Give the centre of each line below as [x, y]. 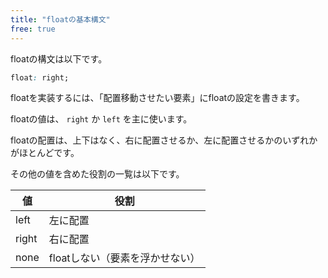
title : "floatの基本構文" [60, 19]
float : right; [40, 77]
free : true [33, 29]
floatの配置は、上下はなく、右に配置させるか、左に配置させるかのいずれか [164, 140]
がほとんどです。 [45, 153]
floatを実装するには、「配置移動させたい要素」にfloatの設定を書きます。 [157, 98]
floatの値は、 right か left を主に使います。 [101, 119]
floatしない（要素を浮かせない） [124, 258]
